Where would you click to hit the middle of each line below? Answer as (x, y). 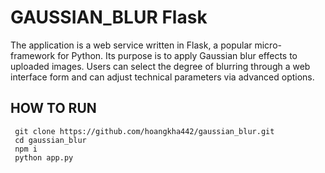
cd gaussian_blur (50, 140)
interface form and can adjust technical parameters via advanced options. (162, 77)
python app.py (44, 157)
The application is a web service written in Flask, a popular (131, 45)
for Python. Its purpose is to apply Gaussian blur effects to (177, 55)
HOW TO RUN (53, 108)
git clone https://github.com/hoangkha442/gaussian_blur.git (144, 131)
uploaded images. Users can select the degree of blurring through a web (160, 66)
